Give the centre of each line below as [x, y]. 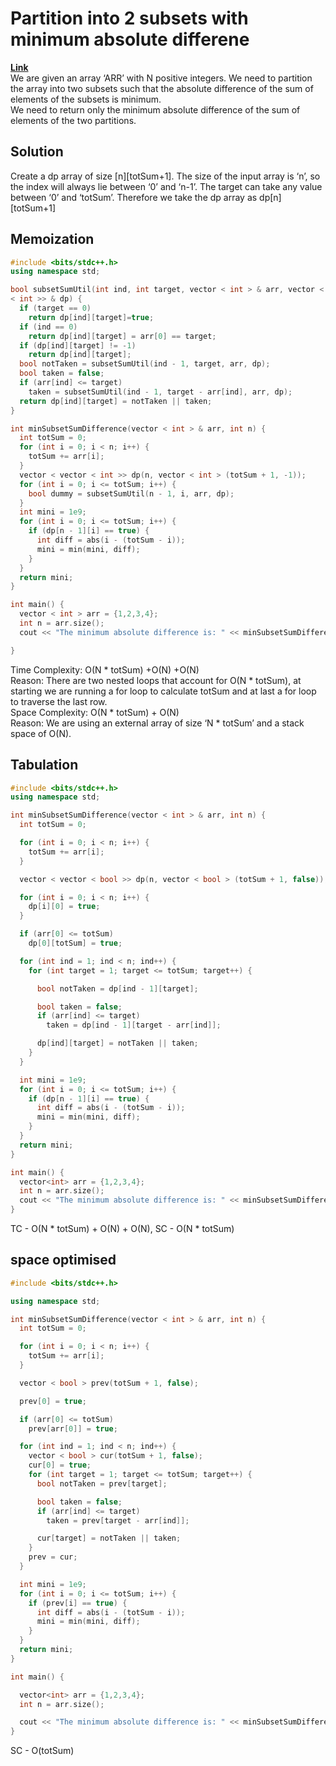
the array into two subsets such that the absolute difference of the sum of [162, 88]
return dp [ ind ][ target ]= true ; [91, 317]
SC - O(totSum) [42, 1751]
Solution [37, 152]
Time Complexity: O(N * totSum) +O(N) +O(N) [105, 669]
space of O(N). [41, 733]
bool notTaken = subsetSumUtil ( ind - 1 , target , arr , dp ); [145, 364]
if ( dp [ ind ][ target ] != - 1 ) [78, 345]
